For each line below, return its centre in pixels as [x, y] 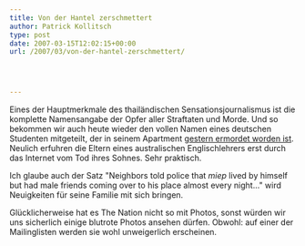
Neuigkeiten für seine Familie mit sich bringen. [97, 195]
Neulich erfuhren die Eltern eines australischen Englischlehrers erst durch [148, 149]
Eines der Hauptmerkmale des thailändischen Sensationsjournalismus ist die [152, 109]
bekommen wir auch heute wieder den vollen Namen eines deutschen [141, 129]
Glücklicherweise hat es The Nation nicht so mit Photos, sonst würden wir [148, 213]
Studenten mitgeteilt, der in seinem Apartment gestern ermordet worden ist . [152, 138]
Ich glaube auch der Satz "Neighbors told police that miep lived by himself [149, 176]
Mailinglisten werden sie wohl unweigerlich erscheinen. [113, 232]
